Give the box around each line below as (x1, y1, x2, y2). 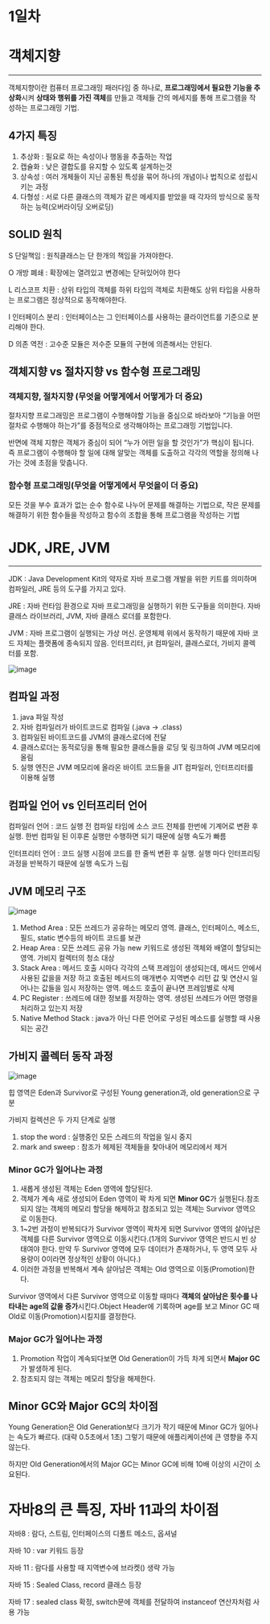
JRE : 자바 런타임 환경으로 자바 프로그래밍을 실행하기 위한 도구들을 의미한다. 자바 (8, 601, 261, 611)
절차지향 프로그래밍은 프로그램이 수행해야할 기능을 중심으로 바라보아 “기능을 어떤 (8, 411, 261, 421)
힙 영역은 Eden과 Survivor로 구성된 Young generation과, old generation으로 (8, 1087, 252, 1097)
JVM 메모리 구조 (8, 884, 87, 898)
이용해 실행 (19, 773, 55, 783)
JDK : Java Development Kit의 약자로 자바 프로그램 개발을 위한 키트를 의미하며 (8, 574, 257, 583)
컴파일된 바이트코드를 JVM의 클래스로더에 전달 (19, 733, 167, 742)
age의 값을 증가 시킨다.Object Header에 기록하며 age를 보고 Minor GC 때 (29, 1301, 260, 1311)
